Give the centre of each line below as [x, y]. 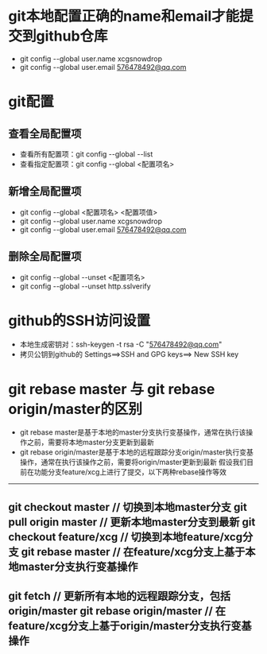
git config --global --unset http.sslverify [85, 286]
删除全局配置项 [45, 256]
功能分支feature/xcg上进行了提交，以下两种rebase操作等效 [130, 472]
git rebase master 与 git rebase [112, 389]
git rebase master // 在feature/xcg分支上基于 [133, 552]
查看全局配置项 [45, 133]
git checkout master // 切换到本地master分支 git [128, 507]
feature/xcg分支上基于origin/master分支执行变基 [130, 626]
